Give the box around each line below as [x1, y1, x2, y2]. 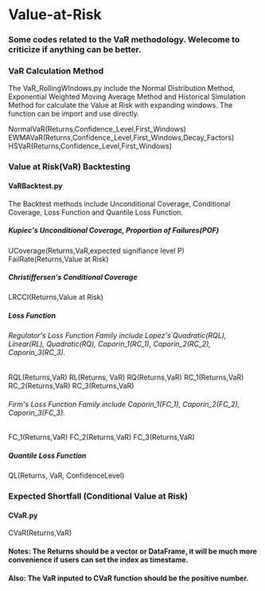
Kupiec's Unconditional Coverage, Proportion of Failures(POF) [8, 226, 220, 235]
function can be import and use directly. [8, 109, 139, 119]
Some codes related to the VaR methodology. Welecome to [8, 34, 240, 45]
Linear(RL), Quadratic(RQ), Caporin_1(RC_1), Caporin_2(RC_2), [8, 339, 211, 349]
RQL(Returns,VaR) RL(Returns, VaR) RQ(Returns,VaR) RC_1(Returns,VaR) [8, 372, 244, 382]
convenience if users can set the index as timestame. [8, 554, 189, 564]
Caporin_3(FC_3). [8, 408, 65, 417]
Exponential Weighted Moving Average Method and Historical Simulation [8, 92, 246, 101]
